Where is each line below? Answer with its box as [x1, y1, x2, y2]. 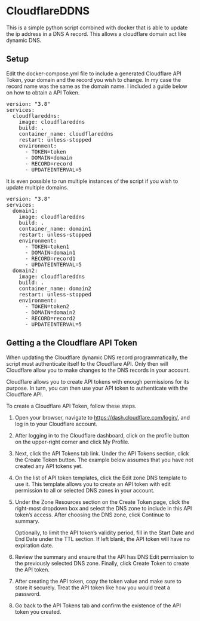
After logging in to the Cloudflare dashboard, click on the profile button [14, 432, 190, 439]
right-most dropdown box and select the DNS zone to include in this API [14, 504, 192, 512]
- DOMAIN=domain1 [24, 249, 76, 256]
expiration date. [14, 542, 54, 549]
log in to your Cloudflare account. [14, 420, 97, 427]
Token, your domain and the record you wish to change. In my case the [6, 76, 181, 83]
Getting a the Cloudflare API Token [6, 338, 137, 348]
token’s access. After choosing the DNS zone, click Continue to [14, 511, 171, 518]
